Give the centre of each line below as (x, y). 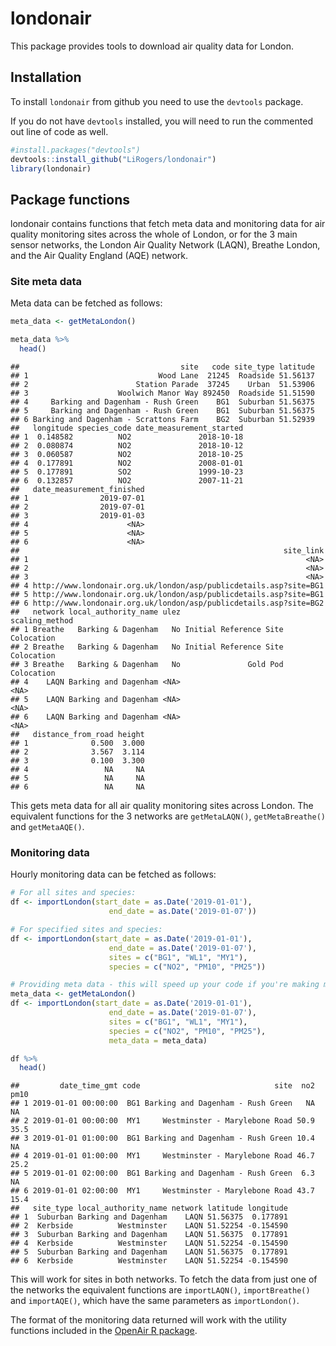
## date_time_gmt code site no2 (162, 1086)
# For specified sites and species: (86, 930)
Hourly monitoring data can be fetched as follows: (113, 874)
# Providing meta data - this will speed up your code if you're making (165, 985)
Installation (46, 77)
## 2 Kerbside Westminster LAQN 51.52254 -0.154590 (149, 1226)
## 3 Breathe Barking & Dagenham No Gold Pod (147, 665)
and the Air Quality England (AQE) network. (99, 256)
